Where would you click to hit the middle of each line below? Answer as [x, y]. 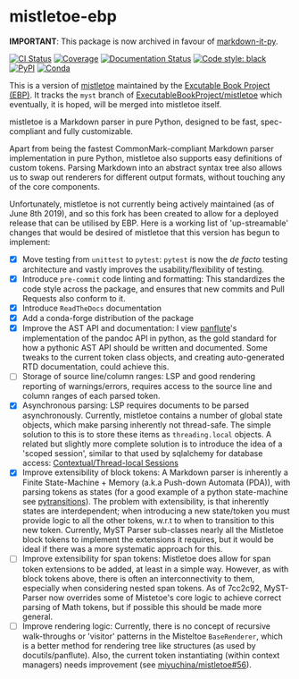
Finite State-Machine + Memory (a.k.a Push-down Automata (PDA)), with [156, 483]
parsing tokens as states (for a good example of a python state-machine [155, 492]
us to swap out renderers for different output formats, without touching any [147, 177]
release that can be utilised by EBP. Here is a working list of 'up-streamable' [149, 223]
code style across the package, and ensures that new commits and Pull [154, 289]
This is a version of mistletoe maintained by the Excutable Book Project [140, 85]
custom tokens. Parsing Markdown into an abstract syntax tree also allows [146, 167]
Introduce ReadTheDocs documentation [92, 308]
